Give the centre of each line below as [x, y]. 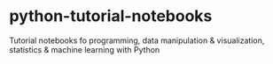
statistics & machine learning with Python [85, 49]
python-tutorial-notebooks [111, 16]
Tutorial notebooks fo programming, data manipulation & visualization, [137, 40]
